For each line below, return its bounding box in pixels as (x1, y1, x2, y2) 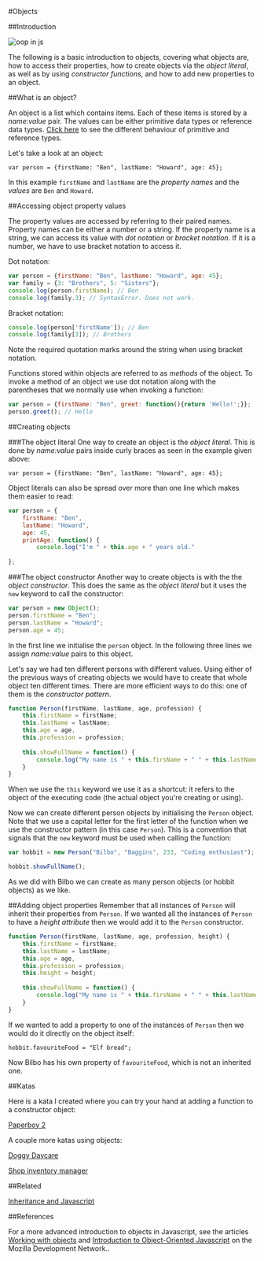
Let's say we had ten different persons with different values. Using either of (8, 664, 253, 673)
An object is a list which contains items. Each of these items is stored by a (8, 108, 247, 117)
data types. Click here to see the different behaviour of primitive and (8, 125, 229, 134)
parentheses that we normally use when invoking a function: (8, 385, 203, 395)
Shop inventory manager (8, 1166, 89, 1175)
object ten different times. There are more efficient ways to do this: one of (8, 681, 247, 690)
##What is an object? (8, 93, 77, 102)
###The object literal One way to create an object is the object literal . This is (8, 437, 255, 447)
